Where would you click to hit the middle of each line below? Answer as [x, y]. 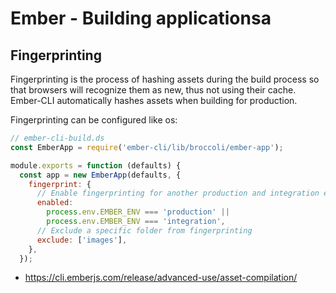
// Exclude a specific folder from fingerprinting [144, 230]
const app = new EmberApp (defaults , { [100, 175]
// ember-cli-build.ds [57, 138]
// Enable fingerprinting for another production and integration [178, 193]
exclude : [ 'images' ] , [82, 240]
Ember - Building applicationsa [141, 18]
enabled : [55, 203]
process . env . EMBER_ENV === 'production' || [138, 212]
